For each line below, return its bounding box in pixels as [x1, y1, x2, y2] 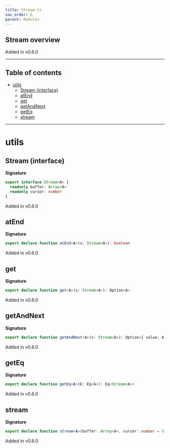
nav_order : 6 [5, 12, 33, 17]
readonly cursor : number [10, 189, 62, 194]
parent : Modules [5, 17, 39, 22]
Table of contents [5, 68, 62, 77]
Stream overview [5, 35, 60, 44]
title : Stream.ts [5, 7, 42, 13]
